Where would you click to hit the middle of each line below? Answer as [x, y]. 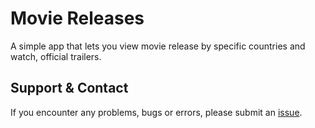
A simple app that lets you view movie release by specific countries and [158, 46]
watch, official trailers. [56, 56]
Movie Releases [77, 18]
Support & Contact [69, 88]
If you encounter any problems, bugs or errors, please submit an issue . [156, 112]
